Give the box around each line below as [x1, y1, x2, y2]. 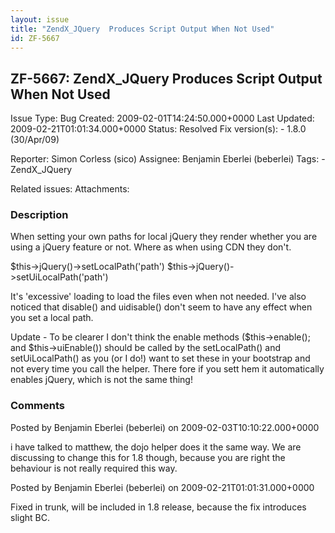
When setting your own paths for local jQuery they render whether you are [10, 231, 318, 243]
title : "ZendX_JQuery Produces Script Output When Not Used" [10, 24, 275, 34]
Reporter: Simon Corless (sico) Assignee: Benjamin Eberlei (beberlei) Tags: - [10, 153, 326, 165]
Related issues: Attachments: [10, 183, 130, 195]
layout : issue [10, 14, 70, 25]
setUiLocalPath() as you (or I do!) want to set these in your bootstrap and [10, 352, 311, 365]
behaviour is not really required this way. [10, 462, 178, 474]
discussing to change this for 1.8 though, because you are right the [10, 451, 286, 463]
